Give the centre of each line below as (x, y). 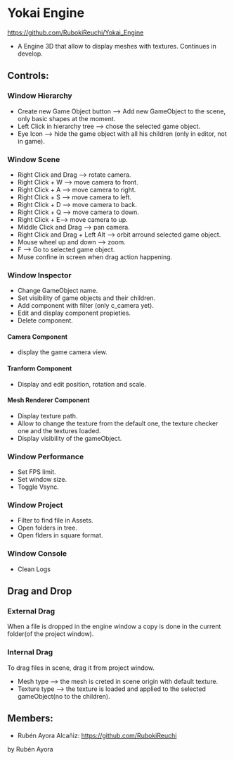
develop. (30, 54)
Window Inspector (39, 275)
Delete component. (45, 320)
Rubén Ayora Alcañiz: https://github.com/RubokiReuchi (97, 735)
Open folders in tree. (47, 528)
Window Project (35, 505)
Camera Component (38, 337)
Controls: (28, 76)
